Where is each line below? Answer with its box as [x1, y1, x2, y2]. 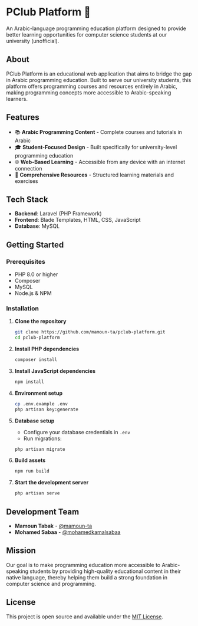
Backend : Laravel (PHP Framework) [14, 210, 102, 217]
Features [6, 112, 39, 123]
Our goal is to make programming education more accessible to [6, 561, 161, 568]
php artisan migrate [14, 446, 65, 452]
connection [14, 165, 42, 172]
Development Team [6, 507, 80, 517]
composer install [14, 357, 58, 363]
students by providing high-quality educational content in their [29, 568, 181, 575]
